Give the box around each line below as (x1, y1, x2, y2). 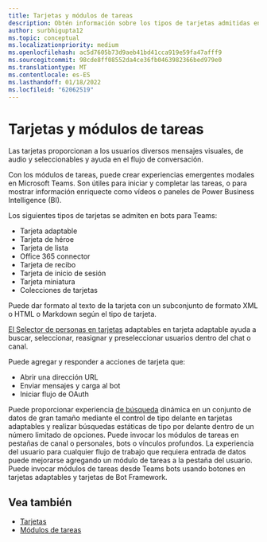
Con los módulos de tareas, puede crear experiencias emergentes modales (8, 170, 255, 180)
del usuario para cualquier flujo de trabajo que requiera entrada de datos (8, 447, 246, 457)
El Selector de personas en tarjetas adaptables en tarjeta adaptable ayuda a (8, 325, 257, 334)
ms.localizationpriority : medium (8, 41, 119, 49)
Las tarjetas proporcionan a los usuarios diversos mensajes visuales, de (8, 146, 244, 156)
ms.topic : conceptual (8, 33, 80, 42)
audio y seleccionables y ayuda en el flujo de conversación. (8, 154, 204, 164)
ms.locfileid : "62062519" (8, 85, 94, 94)
